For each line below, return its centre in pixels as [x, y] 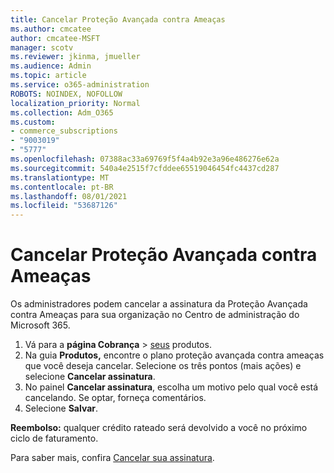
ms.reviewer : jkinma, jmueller [75, 57]
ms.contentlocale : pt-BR [62, 187]
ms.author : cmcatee [51, 29]
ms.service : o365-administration [80, 85]
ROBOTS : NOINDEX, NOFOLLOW [66, 94]
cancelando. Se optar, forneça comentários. [115, 398]
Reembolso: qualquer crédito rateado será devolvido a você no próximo [159, 428]
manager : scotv [42, 47]
